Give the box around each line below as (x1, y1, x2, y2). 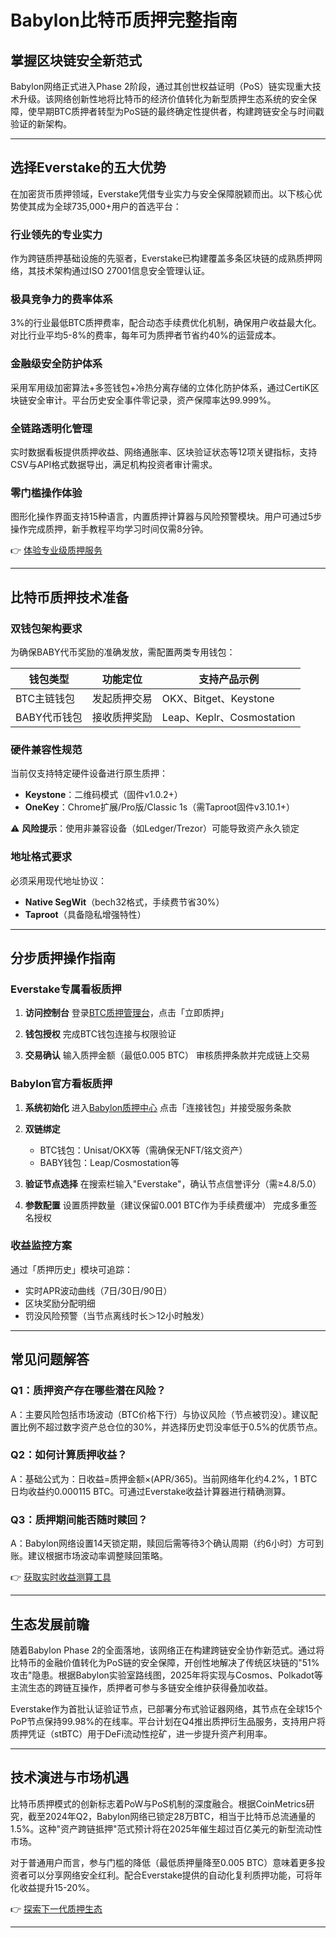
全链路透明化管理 (10, 421, 93, 435)
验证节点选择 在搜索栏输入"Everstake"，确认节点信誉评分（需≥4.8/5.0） (24, 1177, 322, 1190)
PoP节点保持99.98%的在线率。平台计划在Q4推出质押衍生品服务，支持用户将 (10, 1715, 326, 1727)
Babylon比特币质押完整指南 (10, 9, 238, 32)
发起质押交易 (91, 691, 153, 705)
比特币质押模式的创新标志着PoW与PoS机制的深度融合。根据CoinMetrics (10, 1797, 307, 1810)
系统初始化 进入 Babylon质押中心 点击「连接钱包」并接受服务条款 (24, 1101, 292, 1113)
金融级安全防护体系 (10, 357, 103, 371)
